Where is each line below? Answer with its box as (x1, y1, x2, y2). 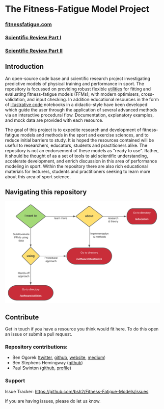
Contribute (5, 313, 39, 321)
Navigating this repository (5, 188, 87, 196)
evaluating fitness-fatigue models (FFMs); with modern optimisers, (5, 91, 140, 97)
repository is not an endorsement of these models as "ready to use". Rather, (5, 147, 159, 153)
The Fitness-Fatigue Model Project (5, 3, 150, 15)
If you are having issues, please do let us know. (5, 398, 101, 404)
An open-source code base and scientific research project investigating (5, 75, 151, 82)
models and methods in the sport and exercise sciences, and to (20, 132, 149, 138)
